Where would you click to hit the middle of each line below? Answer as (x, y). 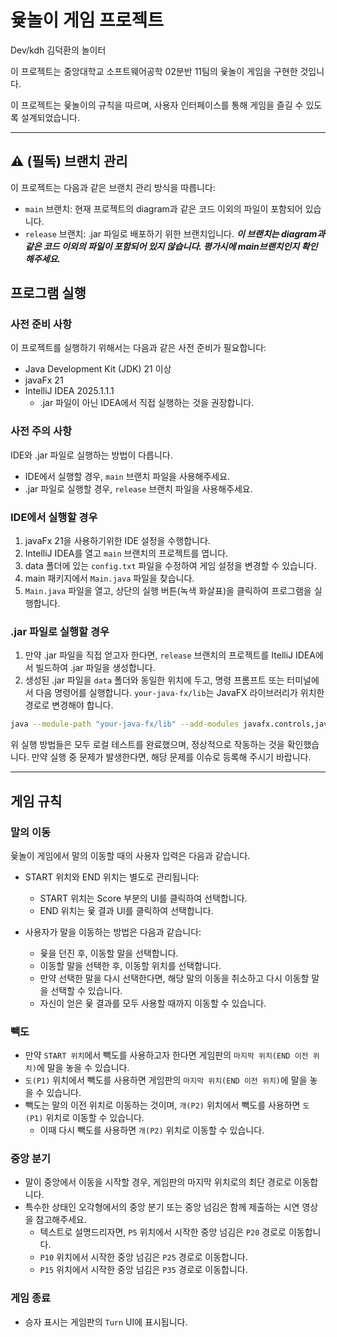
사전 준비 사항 (41, 324)
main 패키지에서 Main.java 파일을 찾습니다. (109, 578)
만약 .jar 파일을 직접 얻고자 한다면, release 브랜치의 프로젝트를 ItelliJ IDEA (170, 655)
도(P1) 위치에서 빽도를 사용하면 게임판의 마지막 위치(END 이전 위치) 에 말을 (166, 1080)
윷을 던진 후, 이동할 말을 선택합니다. (109, 953)
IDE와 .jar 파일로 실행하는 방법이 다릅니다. (91, 455)
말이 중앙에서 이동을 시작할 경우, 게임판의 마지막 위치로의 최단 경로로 (158, 1182)
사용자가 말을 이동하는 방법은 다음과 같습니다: (113, 932)
